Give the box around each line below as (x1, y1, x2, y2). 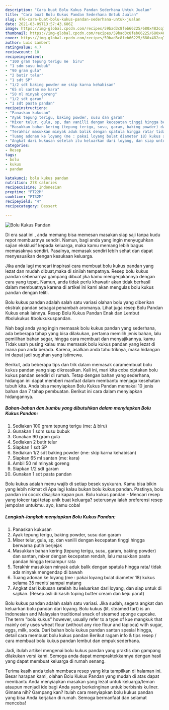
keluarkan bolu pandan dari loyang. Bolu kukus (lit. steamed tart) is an (5, 606, 150, 612)
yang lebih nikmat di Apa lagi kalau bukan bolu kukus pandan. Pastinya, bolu (5, 486, 163, 492)
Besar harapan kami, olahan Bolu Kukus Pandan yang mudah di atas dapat (5, 673, 159, 679)
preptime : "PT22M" (5, 190, 44, 195)
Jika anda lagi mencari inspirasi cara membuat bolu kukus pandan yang (5, 263, 154, 269)
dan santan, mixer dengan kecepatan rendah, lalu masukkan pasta (12, 553, 150, 559)
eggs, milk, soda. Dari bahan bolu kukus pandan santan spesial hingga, (5, 627, 152, 633)
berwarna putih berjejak (12, 542, 62, 548)
